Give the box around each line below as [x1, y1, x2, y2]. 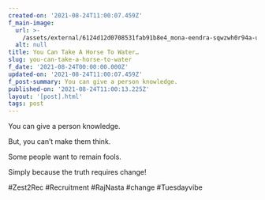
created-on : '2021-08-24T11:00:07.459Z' [8, 11, 144, 20]
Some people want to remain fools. [8, 152, 122, 162]
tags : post [8, 100, 44, 108]
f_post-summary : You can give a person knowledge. [8, 77, 178, 85]
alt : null [15, 41, 47, 49]
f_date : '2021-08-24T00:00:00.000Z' [8, 63, 129, 71]
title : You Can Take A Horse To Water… [8, 48, 140, 56]
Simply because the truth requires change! [8, 168, 147, 177]
